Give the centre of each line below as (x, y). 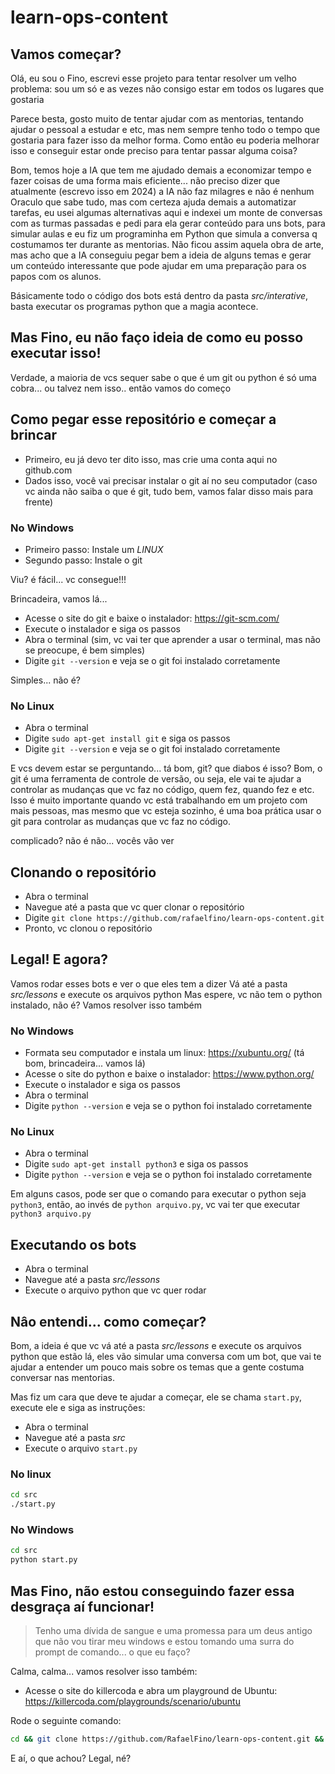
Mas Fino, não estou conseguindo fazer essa (152, 1591)
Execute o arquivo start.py (81, 1448)
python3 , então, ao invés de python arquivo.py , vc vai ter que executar (155, 1205)
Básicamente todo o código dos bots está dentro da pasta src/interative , (159, 295)
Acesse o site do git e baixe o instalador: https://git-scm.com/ (152, 618)
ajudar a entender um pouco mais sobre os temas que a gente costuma (157, 1367)
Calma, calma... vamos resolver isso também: (104, 1671)
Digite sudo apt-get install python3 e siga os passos (136, 1164)
